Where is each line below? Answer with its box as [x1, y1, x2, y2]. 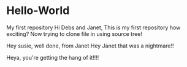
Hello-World [6, 4, 70, 18]
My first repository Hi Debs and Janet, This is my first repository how [6, 24, 181, 31]
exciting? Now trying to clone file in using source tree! [6, 30, 143, 37]
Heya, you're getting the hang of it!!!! [6, 54, 99, 61]
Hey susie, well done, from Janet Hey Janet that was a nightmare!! [6, 42, 174, 49]
